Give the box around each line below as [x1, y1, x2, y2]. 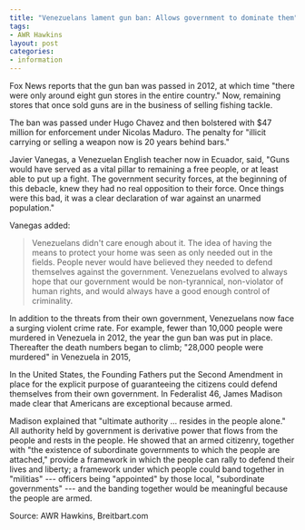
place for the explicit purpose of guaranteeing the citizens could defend [9, 378, 279, 389]
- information [9, 55, 64, 64]
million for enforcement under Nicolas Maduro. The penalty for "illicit [9, 127, 266, 137]
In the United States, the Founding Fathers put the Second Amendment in [9, 369, 283, 379]
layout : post [9, 38, 59, 48]
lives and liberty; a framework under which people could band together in [9, 464, 284, 475]
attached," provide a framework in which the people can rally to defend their [9, 455, 295, 465]
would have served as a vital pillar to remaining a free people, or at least [9, 164, 279, 174]
